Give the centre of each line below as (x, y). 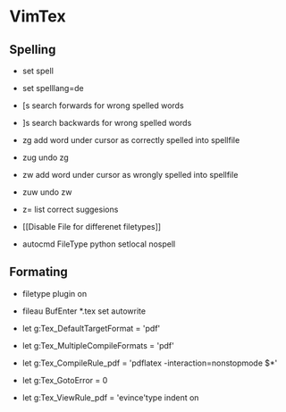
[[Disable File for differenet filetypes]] (92, 227)
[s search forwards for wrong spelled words (103, 105)
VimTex (38, 17)
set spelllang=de (53, 88)
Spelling (33, 50)
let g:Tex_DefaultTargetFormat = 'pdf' (91, 328)
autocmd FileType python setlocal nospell (99, 244)
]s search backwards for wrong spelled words (107, 123)
